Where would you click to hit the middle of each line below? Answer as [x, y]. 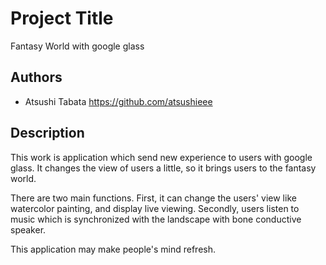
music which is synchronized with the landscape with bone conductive [156, 219]
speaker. [28, 229]
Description [47, 133]
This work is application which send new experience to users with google [161, 157]
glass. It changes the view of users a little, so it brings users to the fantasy [163, 168]
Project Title [62, 18]
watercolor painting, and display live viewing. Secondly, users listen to [155, 208]
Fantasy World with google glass [77, 46]
